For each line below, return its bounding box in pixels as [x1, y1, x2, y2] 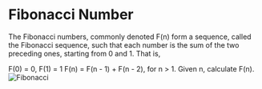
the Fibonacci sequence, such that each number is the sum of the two [8, 40, 240, 49]
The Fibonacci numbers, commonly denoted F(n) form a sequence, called [8, 32, 252, 41]
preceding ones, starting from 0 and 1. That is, [8, 48, 161, 58]
